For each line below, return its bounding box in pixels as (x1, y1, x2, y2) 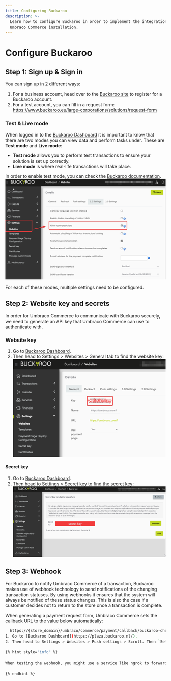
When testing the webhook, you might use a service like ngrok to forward (5, 661, 167, 666)
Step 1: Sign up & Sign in (5, 67, 83, 76)
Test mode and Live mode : (5, 142, 63, 148)
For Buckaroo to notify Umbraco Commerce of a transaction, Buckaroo (5, 580, 154, 586)
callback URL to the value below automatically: (5, 618, 103, 624)
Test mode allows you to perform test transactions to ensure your (12, 152, 151, 158)
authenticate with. (5, 324, 43, 330)
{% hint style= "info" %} (5, 650, 58, 655)
